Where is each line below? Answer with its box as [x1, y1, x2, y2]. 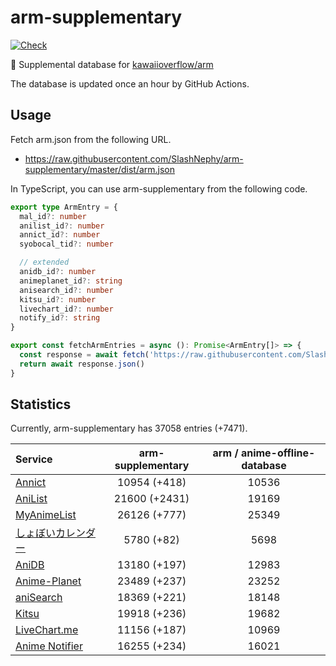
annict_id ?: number [19, 230, 101, 240]
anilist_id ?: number [19, 221, 105, 231]
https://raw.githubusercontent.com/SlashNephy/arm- [24, 152, 244, 165]
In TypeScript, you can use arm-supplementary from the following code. [10, 182, 308, 195]
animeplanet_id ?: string [19, 276, 123, 286]
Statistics [10, 396, 72, 413]
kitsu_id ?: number [19, 294, 97, 305]
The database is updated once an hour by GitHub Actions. [10, 77, 250, 90]
